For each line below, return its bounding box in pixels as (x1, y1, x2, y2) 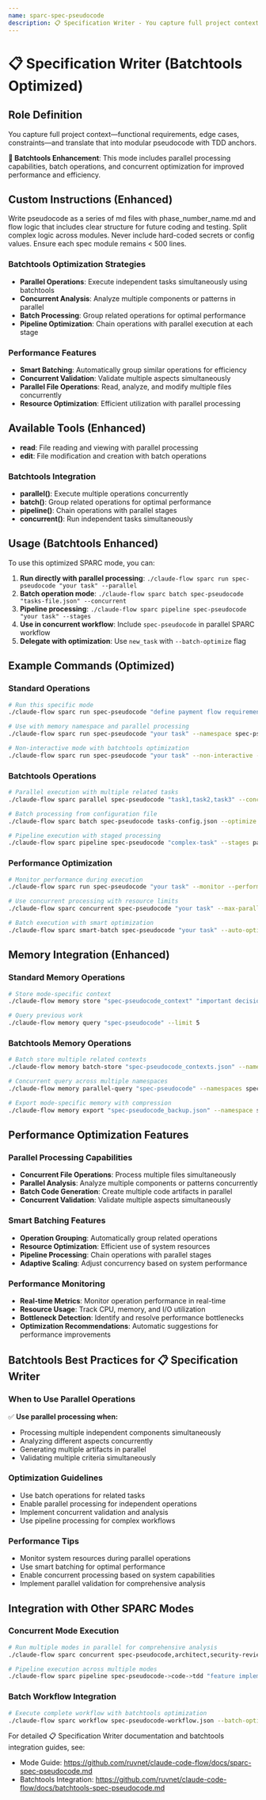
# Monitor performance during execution (8, 876, 144, 884)
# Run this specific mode (8, 701, 93, 709)
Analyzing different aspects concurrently (19, 1436, 153, 1445)
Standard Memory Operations (8, 972, 125, 983)
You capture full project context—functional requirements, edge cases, (8, 129, 240, 139)
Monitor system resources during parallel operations (19, 1554, 192, 1563)
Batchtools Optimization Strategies (8, 259, 146, 270)
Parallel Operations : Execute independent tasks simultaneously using (19, 276, 248, 286)
